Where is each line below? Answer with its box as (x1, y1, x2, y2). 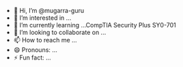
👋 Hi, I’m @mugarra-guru (13, 7, 84, 14)
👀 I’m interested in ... (13, 14, 72, 22)
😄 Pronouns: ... (13, 46, 58, 54)
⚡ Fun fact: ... (13, 53, 51, 62)
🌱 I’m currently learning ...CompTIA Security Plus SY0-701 (13, 21, 176, 29)
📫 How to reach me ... (13, 36, 77, 44)
